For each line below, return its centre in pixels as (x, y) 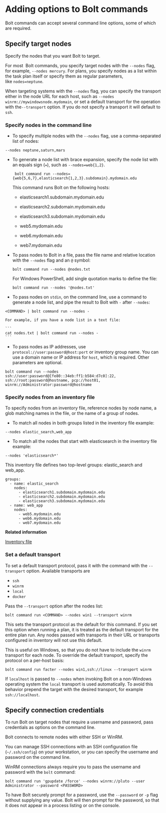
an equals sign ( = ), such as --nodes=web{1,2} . (59, 165)
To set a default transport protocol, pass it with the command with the (76, 565)
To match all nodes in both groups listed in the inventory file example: (83, 423)
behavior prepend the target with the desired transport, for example (74, 689)
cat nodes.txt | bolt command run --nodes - (52, 333)
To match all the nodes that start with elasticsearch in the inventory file (84, 441)
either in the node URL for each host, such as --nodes (60, 96)
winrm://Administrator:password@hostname (49, 385)
